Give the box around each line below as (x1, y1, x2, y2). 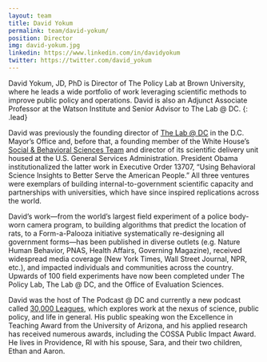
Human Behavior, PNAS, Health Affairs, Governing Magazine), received (8, 245, 242, 255)
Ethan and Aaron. (8, 346, 66, 356)
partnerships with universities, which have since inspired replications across (8, 187, 260, 197)
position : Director (8, 34, 74, 42)
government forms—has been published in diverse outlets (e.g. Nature (8, 237, 241, 247)
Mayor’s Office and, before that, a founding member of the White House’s (8, 136, 250, 146)
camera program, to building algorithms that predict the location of (26, 219, 246, 229)
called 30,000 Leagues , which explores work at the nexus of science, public (8, 304, 260, 313)
